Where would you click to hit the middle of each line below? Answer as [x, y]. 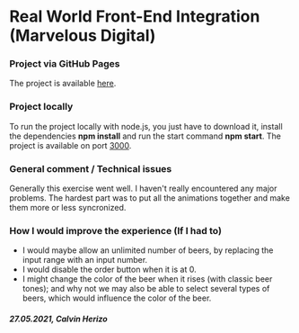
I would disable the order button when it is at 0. [109, 270]
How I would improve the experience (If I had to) [116, 231]
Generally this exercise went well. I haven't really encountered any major [143, 189]
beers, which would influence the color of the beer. [117, 298]
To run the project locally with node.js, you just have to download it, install [146, 126]
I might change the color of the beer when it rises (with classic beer [147, 279]
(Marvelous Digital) [83, 36]
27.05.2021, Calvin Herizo [58, 319]
